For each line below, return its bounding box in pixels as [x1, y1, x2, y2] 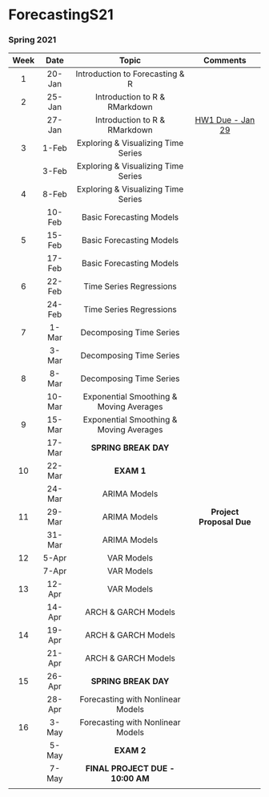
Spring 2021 [8, 34, 57, 46]
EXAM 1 [114, 465, 147, 476]
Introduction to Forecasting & [75, 68, 185, 79]
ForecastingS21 [8, 6, 114, 24]
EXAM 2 [114, 745, 147, 756]
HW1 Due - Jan [195, 115, 255, 126]
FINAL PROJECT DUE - [85, 763, 175, 775]
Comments [203, 55, 247, 66]
